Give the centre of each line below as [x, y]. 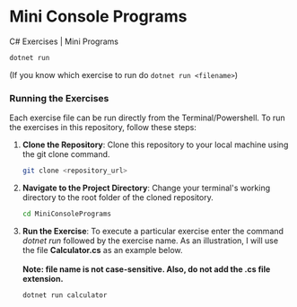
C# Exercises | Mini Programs [64, 41]
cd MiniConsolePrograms [67, 214]
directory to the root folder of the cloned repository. [118, 197]
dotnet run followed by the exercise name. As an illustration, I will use [150, 241]
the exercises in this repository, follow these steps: [103, 127]
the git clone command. [66, 154]
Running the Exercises [59, 98]
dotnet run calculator [65, 295]
